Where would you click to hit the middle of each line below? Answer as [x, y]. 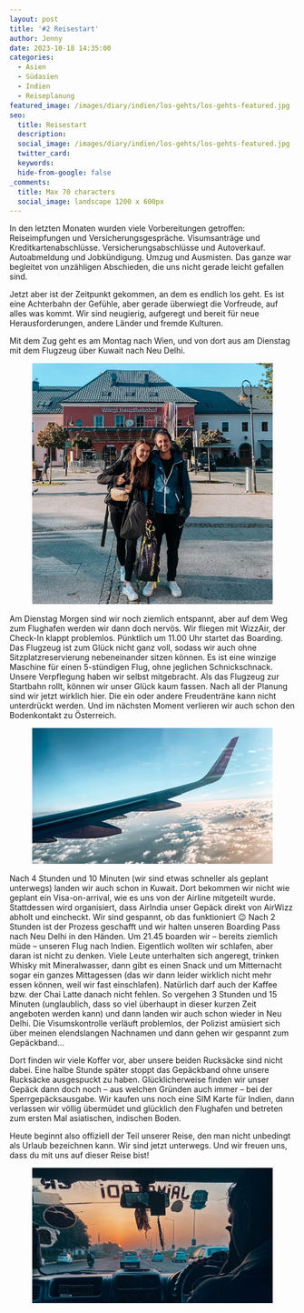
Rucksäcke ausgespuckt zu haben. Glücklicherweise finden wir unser [139, 1079]
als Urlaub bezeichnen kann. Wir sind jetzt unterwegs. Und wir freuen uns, [148, 1145]
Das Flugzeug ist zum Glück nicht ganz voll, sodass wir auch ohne [133, 648]
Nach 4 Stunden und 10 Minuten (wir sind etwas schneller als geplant [139, 878]
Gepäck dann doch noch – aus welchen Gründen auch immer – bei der [141, 1089]
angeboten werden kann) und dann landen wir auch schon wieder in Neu [146, 1013]
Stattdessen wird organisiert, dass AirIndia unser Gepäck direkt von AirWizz [151, 907]
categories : [32, 58]
